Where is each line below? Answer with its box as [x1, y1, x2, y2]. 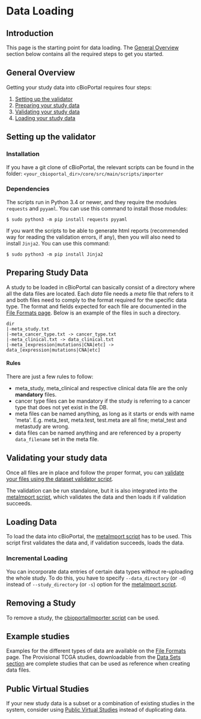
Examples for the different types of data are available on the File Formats [6, 647, 186, 655]
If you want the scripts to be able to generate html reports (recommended [6, 227, 188, 234]
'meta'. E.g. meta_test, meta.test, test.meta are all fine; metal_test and [14, 416, 187, 424]
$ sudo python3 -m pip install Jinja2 [6, 251, 103, 257]
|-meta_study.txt [6, 326, 50, 332]
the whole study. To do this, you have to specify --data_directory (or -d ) [6, 574, 187, 582]
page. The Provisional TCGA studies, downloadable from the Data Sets [6, 654, 181, 661]
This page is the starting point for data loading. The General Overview [6, 44, 179, 51]
